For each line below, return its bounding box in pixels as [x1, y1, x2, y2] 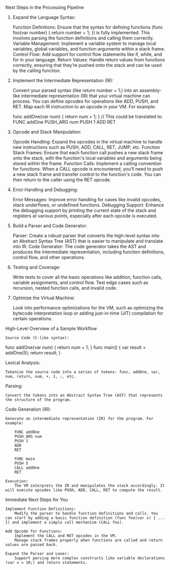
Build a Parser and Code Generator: [12, 223, 88, 229]
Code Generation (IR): [5, 406, 51, 412]
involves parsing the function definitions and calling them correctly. [12, 35, 154, 41]
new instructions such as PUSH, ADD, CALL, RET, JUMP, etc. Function [12, 144, 160, 150]
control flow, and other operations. [12, 254, 86, 260]
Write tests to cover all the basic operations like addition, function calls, [12, 274, 162, 280]
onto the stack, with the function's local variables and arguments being [12, 155, 162, 161]
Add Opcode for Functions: [5, 529, 63, 534]
